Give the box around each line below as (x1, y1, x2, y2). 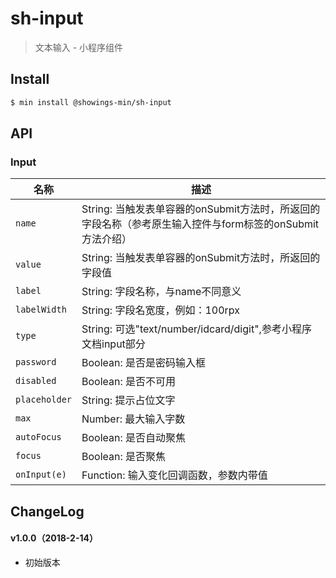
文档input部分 (81, 337, 146, 351)
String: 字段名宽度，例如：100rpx (81, 303, 241, 317)
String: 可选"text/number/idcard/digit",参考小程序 (81, 322, 312, 336)
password (15, 357, 57, 368)
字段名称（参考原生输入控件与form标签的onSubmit (81, 217, 320, 231)
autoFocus (15, 432, 62, 443)
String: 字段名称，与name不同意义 (81, 285, 242, 299)
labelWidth (15, 304, 67, 316)
